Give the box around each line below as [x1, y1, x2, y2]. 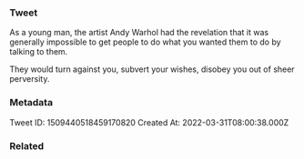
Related [9, 139, 45, 152]
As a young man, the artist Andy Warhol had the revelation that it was [9, 27, 269, 38]
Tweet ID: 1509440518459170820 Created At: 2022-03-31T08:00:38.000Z [9, 116, 289, 128]
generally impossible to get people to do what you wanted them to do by [9, 36, 281, 47]
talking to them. [9, 46, 68, 57]
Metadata [9, 96, 53, 109]
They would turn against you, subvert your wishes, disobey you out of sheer [9, 64, 295, 75]
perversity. [9, 74, 50, 84]
